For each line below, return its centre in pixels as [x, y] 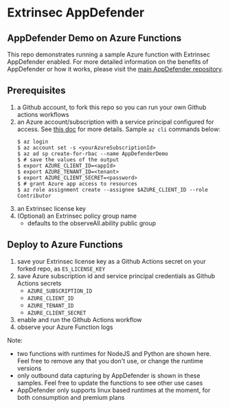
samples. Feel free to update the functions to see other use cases [110, 383]
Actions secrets [39, 283]
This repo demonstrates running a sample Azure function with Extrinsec [109, 54]
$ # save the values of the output [68, 159]
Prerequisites [36, 91]
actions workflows [43, 114]
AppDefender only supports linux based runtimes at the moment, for [114, 390]
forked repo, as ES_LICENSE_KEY [61, 269]
